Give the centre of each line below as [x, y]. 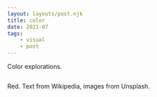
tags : [15, 33]
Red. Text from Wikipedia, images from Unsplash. [79, 86]
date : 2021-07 [28, 27]
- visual [33, 40]
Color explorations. [35, 66]
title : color [26, 20]
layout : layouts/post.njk [45, 14]
